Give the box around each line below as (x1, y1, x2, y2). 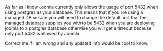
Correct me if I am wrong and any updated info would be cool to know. (5, 40, 149, 46)
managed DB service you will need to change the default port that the (5, 15, 147, 20)
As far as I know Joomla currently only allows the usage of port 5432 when (5, 4, 158, 10)
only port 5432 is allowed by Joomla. (5, 31, 81, 36)
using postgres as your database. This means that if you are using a (5, 9, 143, 15)
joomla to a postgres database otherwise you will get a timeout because (5, 25, 152, 31)
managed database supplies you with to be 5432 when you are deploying (5, 20, 155, 26)
